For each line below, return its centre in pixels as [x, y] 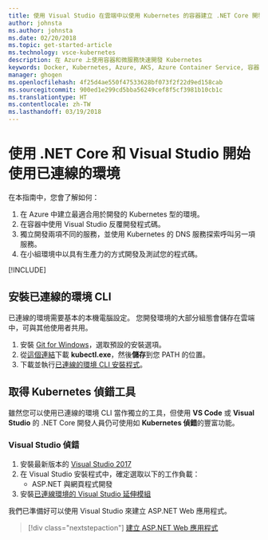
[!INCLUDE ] [27, 270]
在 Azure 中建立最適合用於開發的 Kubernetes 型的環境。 [112, 214]
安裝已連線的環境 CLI [60, 297]
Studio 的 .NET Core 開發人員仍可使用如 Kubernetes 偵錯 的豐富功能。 [124, 422]
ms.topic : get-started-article [60, 45]
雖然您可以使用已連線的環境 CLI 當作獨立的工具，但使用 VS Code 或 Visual [132, 413]
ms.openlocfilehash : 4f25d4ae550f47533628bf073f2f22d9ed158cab [116, 82]
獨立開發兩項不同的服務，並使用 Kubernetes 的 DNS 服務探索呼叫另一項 [138, 234]
